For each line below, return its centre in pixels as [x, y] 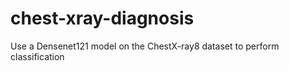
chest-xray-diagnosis [102, 18]
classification [37, 56]
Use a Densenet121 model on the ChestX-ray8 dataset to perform [145, 46]
